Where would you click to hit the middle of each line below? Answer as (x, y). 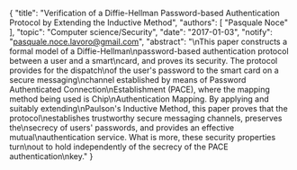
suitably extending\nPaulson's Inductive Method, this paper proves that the (148, 108)
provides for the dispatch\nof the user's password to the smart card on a (144, 70)
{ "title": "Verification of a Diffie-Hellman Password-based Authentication (145, 13)
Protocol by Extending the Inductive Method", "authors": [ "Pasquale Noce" (148, 22)
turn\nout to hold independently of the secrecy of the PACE (119, 147)
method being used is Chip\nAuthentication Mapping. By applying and (139, 99)
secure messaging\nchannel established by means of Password (128, 80)
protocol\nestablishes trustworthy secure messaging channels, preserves (146, 118)
